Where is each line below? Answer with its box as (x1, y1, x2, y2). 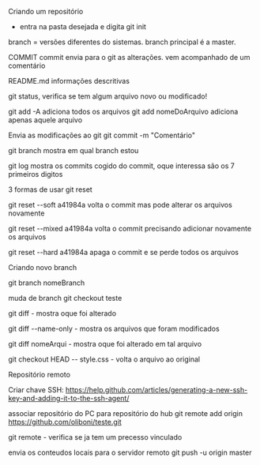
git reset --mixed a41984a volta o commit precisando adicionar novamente (8, 224, 251, 233)
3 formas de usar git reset (8, 185, 92, 194)
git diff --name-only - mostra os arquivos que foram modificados (8, 324, 220, 333)
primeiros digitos (8, 170, 63, 178)
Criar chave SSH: (8, 385, 65, 394)
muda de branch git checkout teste (8, 294, 122, 302)
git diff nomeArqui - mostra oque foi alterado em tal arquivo (8, 339, 202, 348)
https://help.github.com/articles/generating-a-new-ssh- (66, 385, 248, 394)
